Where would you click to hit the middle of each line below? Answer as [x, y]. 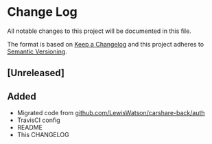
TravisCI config [38, 120]
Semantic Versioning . [37, 51]
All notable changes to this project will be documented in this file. [99, 31]
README [30, 128]
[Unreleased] [36, 73]
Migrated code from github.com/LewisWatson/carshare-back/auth [111, 113]
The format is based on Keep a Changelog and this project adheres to [106, 44]
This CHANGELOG [43, 135]
